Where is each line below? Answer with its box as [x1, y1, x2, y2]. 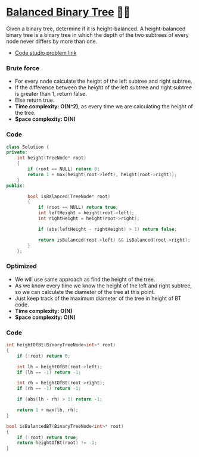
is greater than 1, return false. [14, 90, 88, 98]
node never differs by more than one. [6, 37, 98, 45]
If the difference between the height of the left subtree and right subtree [14, 84, 192, 91]
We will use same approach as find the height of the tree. [14, 276, 156, 283]
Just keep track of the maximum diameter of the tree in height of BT [14, 295, 182, 302]
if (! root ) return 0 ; [17, 353, 70, 359]
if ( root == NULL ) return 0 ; [27, 166, 100, 172]
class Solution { [6, 144, 49, 150]
